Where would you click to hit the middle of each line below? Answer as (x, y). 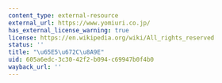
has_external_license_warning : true (69, 30)
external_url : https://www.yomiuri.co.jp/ (79, 23)
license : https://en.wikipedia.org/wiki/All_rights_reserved (111, 38)
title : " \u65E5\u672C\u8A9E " (56, 52)
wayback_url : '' (35, 67)
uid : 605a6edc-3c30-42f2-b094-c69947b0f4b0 (81, 60)
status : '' (26, 45)
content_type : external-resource (63, 15)
